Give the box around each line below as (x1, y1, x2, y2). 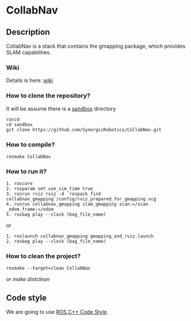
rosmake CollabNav (6, 154, 51, 160)
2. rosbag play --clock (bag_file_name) (6, 239, 107, 244)
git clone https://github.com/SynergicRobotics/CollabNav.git (6, 127, 162, 133)
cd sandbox (6, 121, 33, 127)
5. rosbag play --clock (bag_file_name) (6, 211, 107, 218)
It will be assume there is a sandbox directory (6, 105, 116, 112)
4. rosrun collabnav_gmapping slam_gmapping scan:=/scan (6, 201, 149, 207)
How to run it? (6, 167, 47, 176)
